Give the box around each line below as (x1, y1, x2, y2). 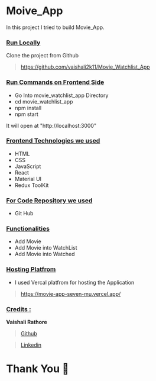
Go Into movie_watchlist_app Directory (14, 92, 109, 99)
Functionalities (6, 225, 50, 233)
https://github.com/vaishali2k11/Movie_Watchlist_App (20, 63, 150, 70)
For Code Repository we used (6, 196, 93, 205)
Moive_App (6, 4, 63, 18)
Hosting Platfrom (6, 265, 56, 273)
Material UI (14, 175, 42, 182)
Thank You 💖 (6, 362, 69, 376)
